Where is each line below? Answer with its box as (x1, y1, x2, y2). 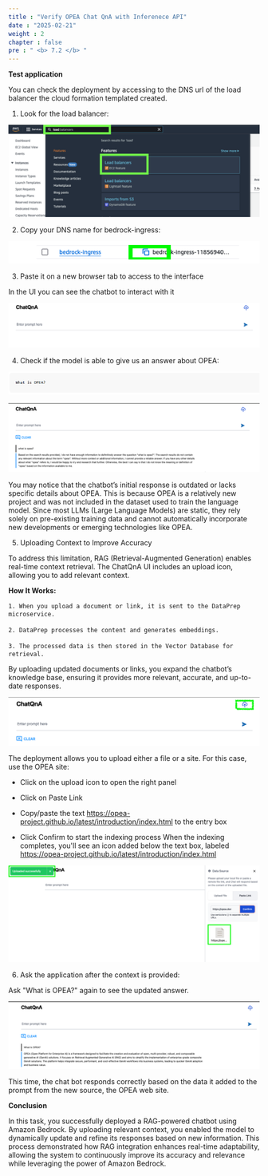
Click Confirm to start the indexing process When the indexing (19, 832, 225, 841)
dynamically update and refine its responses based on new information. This (8, 1134, 260, 1143)
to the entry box (174, 817, 227, 826)
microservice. (8, 610, 56, 618)
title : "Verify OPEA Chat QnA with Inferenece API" (8, 13, 187, 21)
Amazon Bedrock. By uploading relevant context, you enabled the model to (8, 1125, 255, 1134)
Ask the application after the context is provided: (19, 970, 180, 980)
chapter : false (8, 38, 62, 46)
